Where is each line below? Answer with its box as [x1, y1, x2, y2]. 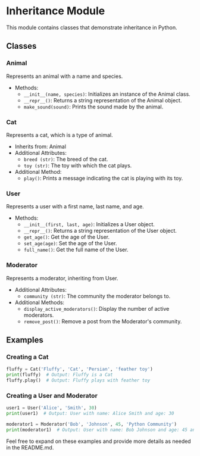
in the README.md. [6, 443, 54, 451]
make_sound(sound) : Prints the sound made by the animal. [23, 103, 164, 110]
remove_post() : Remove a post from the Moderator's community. [23, 317, 182, 325]
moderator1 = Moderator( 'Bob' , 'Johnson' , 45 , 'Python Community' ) [6, 421, 177, 427]
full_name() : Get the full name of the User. [23, 246, 129, 254]
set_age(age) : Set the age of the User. [23, 240, 117, 247]
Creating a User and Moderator [6, 391, 98, 399]
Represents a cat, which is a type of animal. [6, 131, 113, 138]
